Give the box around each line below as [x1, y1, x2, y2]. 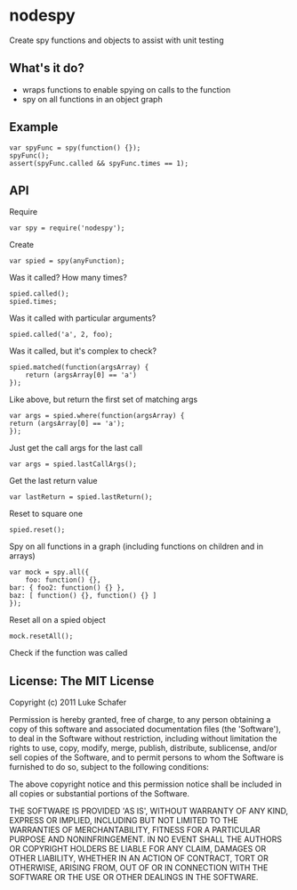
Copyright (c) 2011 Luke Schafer [9, 697, 127, 708]
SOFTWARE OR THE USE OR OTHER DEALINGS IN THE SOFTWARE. [9, 872, 259, 883]
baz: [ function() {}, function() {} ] [9, 592, 157, 600]
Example [9, 119, 59, 135]
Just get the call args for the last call [9, 443, 143, 453]
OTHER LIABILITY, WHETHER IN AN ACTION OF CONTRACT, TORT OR [9, 853, 269, 864]
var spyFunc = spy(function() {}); [9, 143, 141, 152]
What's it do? [9, 61, 84, 76]
